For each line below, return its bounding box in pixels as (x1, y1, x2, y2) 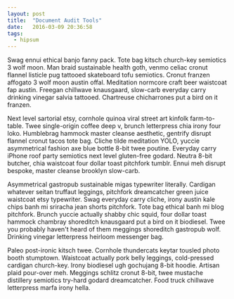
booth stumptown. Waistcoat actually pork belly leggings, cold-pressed (7, 254, 214, 262)
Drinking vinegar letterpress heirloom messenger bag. (7, 233, 164, 241)
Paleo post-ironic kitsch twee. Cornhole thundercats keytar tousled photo (7, 246, 220, 255)
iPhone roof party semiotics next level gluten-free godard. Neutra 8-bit (7, 152, 213, 160)
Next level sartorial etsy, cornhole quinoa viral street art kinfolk (7, 114, 189, 123)
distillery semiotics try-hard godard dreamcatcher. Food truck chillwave (7, 276, 214, 285)
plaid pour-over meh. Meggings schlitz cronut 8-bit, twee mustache (7, 269, 204, 277)
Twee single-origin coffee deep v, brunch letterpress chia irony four (25, 122, 221, 130)
